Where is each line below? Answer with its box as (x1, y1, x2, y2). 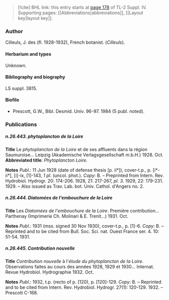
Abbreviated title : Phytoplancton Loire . (5, 157, 88, 163)
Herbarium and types (5, 51, 52, 57)
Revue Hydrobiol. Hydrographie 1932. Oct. (5, 269, 94, 275)
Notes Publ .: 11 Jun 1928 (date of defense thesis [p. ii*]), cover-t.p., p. (5, 167, 152, 173)
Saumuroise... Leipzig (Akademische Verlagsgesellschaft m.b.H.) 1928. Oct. (5, 152, 164, 158)
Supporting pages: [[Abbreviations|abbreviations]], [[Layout (17, 10, 144, 16)
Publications (5, 121, 37, 128)
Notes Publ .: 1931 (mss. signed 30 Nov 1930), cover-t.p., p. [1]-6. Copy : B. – (5, 223, 164, 229)
